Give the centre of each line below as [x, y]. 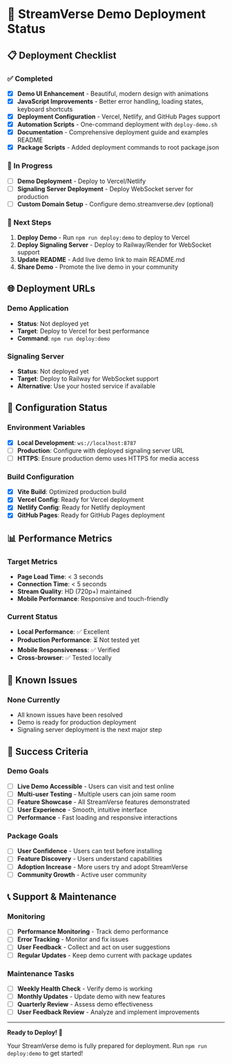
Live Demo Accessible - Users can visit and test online [96, 786]
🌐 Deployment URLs [51, 289]
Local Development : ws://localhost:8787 [77, 442]
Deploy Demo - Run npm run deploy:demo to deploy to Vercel [103, 238]
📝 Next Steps [29, 223]
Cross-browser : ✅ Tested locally [64, 658]
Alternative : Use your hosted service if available [86, 386]
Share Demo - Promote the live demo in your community [97, 267]
